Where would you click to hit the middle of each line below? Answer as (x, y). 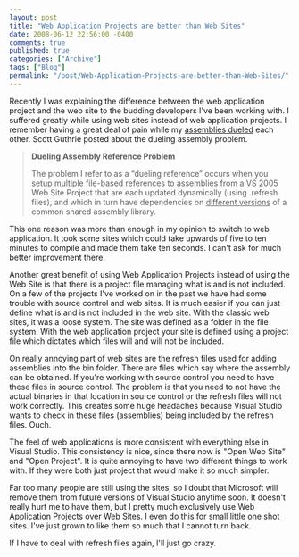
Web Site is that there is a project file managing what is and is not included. (147, 284)
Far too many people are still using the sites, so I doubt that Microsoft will (144, 487)
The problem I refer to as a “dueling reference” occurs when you (149, 173)
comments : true (37, 42)
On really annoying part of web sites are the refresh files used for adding (143, 358)
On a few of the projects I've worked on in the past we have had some (138, 293)
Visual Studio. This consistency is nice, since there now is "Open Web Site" (147, 451)
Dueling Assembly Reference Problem (103, 156)
